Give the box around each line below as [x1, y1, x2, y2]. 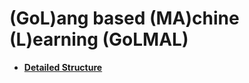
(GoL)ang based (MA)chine [9, 7, 240, 30]
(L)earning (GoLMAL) [9, 28, 189, 51]
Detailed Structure [23, 61, 103, 73]
